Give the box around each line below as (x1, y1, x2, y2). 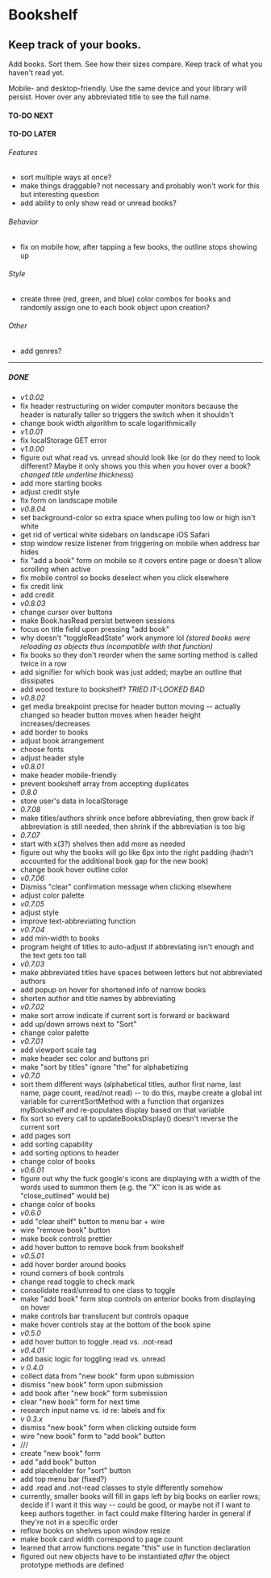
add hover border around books (19, 1259, 127, 1269)
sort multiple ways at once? (19, 172, 112, 183)
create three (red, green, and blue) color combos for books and (19, 293, 231, 304)
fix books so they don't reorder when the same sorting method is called (19, 650, 258, 659)
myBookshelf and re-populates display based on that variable (19, 1105, 225, 1114)
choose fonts (19, 744, 65, 754)
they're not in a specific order (19, 1517, 119, 1526)
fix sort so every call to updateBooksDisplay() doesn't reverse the (19, 1113, 239, 1123)
